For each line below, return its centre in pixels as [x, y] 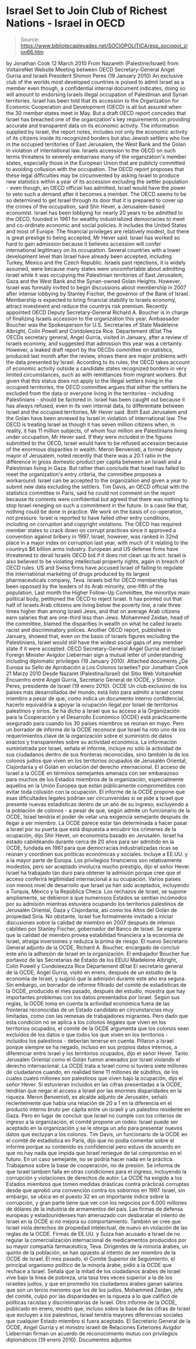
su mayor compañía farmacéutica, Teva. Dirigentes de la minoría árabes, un [97, 1246]
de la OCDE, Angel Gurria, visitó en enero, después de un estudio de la [91, 972]
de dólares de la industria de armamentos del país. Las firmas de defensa [94, 1209]
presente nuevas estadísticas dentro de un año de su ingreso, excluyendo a [97, 804]
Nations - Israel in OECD [66, 23]
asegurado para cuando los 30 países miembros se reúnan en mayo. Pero [95, 723]
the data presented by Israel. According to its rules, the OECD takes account [98, 362]
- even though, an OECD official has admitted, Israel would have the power [96, 188]
